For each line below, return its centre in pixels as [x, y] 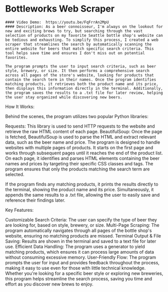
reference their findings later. [35, 200]
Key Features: [19, 210]
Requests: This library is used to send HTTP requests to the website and [80, 126]
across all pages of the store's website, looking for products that [80, 75]
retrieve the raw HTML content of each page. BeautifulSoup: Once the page [84, 131]
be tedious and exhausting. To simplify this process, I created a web [82, 40]
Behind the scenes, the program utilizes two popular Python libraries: [77, 116]
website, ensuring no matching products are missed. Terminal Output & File [83, 236]
